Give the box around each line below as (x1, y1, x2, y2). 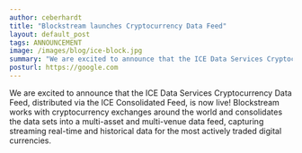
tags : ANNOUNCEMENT (9, 38, 83, 47)
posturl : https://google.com (9, 64, 119, 72)
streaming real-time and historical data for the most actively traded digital (9, 125, 282, 136)
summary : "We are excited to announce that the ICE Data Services (9, 55, 263, 64)
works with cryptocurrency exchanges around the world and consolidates (9, 106, 283, 117)
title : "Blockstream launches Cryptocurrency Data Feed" (9, 21, 227, 30)
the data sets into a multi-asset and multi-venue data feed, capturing (9, 115, 264, 126)
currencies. (9, 135, 52, 146)
